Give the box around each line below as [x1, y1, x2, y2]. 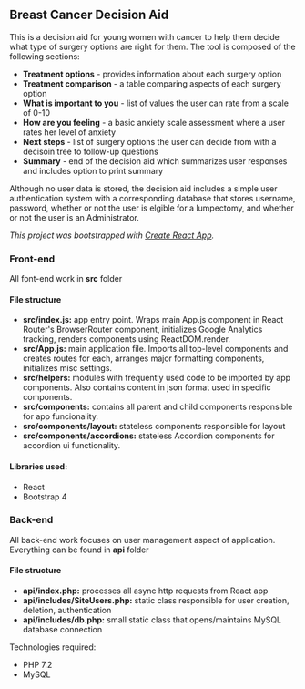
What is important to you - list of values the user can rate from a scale [22, 98, 290, 108]
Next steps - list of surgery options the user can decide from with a [22, 136, 277, 147]
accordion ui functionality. [22, 440, 121, 451]
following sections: [9, 50, 80, 62]
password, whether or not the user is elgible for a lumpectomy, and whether [9, 202, 294, 213]
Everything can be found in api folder [9, 544, 149, 555]
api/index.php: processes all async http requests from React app [22, 585, 269, 596]
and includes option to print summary [22, 165, 164, 176]
